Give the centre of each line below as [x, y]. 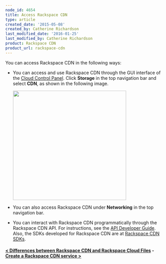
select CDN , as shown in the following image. [60, 83]
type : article [20, 19]
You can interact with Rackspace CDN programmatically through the [85, 223]
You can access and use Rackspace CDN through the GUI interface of [87, 73]
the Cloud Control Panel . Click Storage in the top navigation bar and [85, 78]
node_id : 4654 [20, 10]
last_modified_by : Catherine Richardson [49, 39]
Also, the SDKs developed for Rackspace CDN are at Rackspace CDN [86, 233]
